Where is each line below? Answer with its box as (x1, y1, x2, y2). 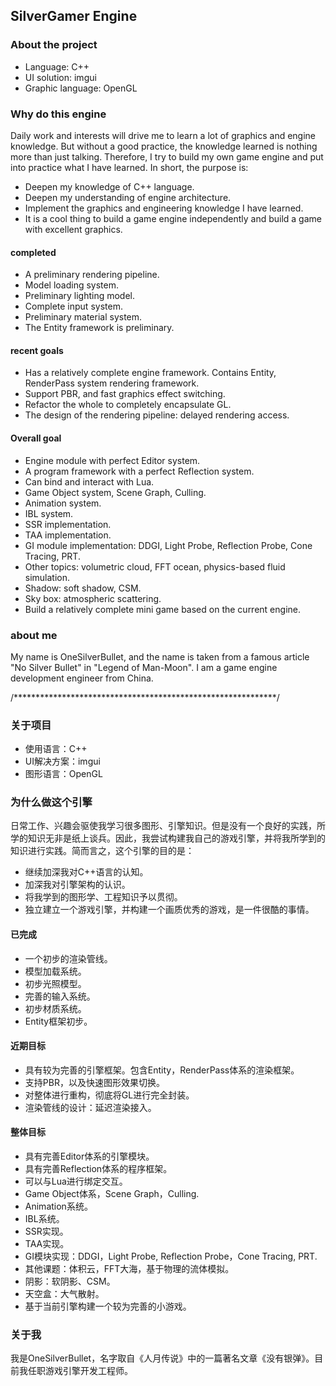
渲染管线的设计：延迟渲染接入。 (24, 1101, 157, 1113)
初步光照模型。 (24, 977, 87, 989)
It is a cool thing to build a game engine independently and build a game (24, 212, 322, 224)
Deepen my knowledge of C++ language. (24, 180, 195, 193)
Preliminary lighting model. (24, 290, 136, 302)
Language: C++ (24, 60, 90, 73)
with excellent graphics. (24, 223, 123, 235)
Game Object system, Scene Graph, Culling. (24, 486, 207, 498)
